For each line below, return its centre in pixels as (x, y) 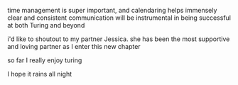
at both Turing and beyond (46, 25)
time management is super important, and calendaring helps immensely (112, 10)
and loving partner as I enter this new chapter (74, 46)
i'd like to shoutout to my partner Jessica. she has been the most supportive (119, 39)
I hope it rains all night (40, 74)
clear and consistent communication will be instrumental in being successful (119, 18)
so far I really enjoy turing (45, 60)
